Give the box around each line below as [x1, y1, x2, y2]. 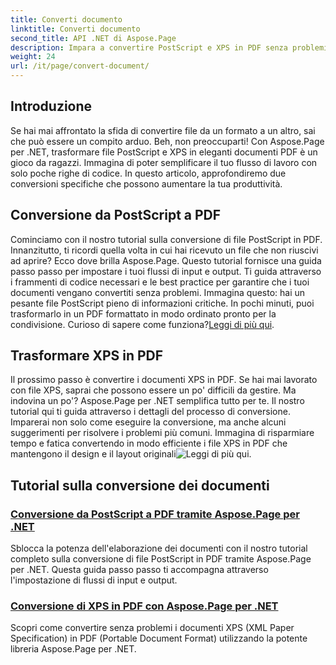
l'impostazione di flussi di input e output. [10, 574, 178, 586]
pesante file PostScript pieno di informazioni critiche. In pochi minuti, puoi [10, 297, 315, 309]
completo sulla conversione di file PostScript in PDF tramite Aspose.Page [10, 553, 312, 565]
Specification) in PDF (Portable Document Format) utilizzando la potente [10, 632, 308, 645]
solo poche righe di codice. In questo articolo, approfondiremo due [10, 167, 287, 179]
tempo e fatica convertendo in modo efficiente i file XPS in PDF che [10, 437, 288, 450]
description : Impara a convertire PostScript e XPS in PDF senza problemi [10, 42, 329, 53]
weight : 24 [10, 52, 56, 62]
